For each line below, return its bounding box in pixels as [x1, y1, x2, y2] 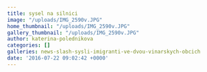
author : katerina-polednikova [7, 36, 94, 43]
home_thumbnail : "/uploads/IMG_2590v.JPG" [7, 23, 130, 29]
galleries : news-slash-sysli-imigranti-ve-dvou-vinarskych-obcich [7, 49, 201, 56]
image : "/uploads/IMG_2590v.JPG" [7, 16, 103, 23]
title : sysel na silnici [7, 10, 78, 17]
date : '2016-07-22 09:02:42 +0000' [7, 55, 109, 62]
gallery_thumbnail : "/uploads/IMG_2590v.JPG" [7, 29, 139, 36]
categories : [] [7, 42, 51, 49]
